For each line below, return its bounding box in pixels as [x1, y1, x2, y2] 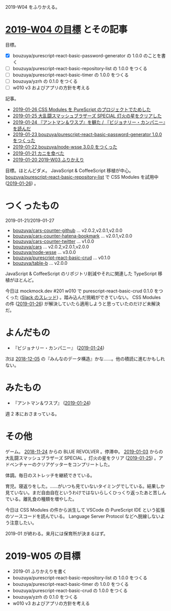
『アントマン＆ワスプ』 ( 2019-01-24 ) [12, 400, 91, 406]
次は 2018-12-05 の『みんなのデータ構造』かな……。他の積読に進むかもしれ [5, 356, 165, 362]
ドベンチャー [5, 461, 32, 467]
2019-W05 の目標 [5, 551, 81, 562]
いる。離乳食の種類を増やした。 [9, 496, 77, 502]
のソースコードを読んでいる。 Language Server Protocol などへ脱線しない [5, 513, 161, 519]
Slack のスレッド [21, 294, 57, 301]
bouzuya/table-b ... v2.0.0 [12, 260, 68, 266]
